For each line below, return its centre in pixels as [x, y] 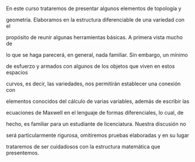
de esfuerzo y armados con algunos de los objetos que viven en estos [90, 66]
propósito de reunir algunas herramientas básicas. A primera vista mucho [94, 37]
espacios [17, 72]
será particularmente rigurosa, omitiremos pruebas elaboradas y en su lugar [98, 135]
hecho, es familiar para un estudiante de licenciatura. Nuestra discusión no [96, 124]
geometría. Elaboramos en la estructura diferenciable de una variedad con [95, 20]
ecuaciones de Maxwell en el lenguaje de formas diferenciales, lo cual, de [95, 113]
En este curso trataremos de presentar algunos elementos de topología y [94, 8]
